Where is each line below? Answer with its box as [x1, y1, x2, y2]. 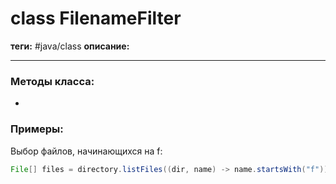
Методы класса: [10, 74, 95, 88]
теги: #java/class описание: [10, 40, 130, 52]
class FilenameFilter [10, 7, 182, 30]
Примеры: [10, 122, 64, 136]
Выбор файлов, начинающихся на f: [10, 145, 163, 157]
